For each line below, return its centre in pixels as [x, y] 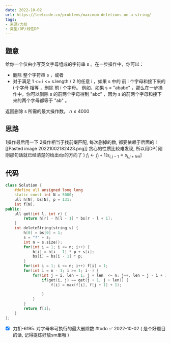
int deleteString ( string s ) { [47, 228]
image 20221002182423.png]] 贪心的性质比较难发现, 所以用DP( [91, 148]
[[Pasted [14, 148]
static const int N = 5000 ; [44, 195]
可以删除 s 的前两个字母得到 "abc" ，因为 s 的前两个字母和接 [94, 94]
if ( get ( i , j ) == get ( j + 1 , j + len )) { [85, 280]
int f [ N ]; [25, 204]
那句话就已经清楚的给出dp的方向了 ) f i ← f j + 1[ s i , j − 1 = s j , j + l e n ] [76, 155]
